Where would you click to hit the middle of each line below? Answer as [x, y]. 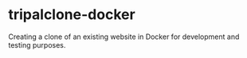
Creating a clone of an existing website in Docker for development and [124, 37]
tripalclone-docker [72, 15]
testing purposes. [37, 44]
